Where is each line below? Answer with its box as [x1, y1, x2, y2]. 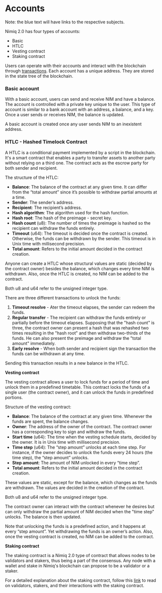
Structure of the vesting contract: [5, 404, 72, 410]
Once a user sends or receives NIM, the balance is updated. [5, 112, 125, 118]
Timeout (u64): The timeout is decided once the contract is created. [12, 230, 148, 236]
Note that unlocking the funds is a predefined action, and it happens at [5, 523, 146, 529]
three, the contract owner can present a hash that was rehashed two [12, 325, 149, 331]
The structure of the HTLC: [5, 174, 59, 180]
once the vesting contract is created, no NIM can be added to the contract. [5, 533, 154, 540]
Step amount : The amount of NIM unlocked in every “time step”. [12, 460, 140, 466]
